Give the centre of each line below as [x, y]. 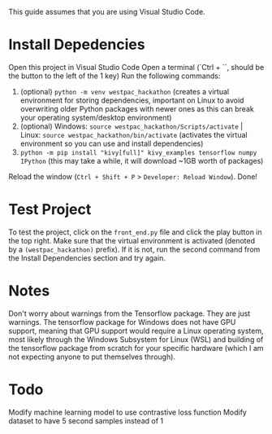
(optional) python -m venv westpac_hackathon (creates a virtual [125, 91]
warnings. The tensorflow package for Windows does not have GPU [122, 322]
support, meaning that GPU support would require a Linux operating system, [136, 331]
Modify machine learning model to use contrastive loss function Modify [128, 412]
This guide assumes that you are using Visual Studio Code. [107, 12]
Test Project [50, 210]
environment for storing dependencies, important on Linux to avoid [132, 100]
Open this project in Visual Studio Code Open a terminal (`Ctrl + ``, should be [136, 67]
